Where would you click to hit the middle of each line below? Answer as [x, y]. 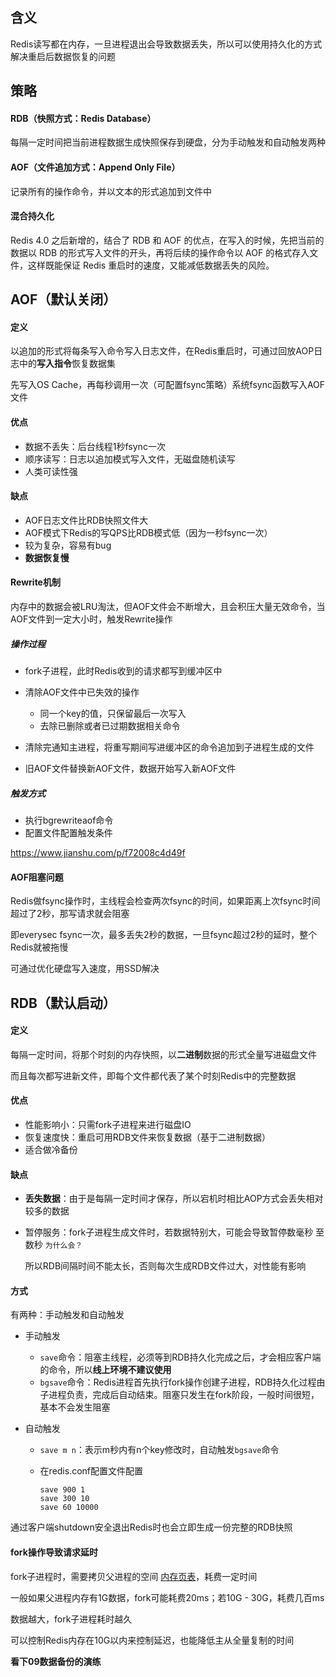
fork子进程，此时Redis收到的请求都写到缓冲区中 [123, 670]
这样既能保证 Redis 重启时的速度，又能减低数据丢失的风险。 [151, 265]
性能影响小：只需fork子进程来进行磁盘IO [108, 1124]
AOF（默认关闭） [63, 299]
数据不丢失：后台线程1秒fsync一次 [95, 446]
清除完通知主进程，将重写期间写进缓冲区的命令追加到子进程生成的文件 [169, 747]
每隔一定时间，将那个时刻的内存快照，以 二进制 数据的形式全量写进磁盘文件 [163, 1054]
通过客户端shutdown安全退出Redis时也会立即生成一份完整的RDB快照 [151, 1527]
